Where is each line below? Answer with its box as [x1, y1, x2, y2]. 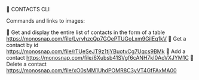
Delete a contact [6, 60, 47, 67]
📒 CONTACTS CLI [6, 6, 50, 13]
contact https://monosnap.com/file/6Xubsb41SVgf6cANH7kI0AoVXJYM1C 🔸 [6, 54, 194, 61]
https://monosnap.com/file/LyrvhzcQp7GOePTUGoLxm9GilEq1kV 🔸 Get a [6, 35, 186, 42]
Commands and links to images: [6, 17, 85, 24]
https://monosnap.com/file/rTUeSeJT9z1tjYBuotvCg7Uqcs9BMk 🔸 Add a [6, 48, 186, 55]
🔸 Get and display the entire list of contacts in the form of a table [6, 29, 166, 36]
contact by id [6, 42, 39, 48]
